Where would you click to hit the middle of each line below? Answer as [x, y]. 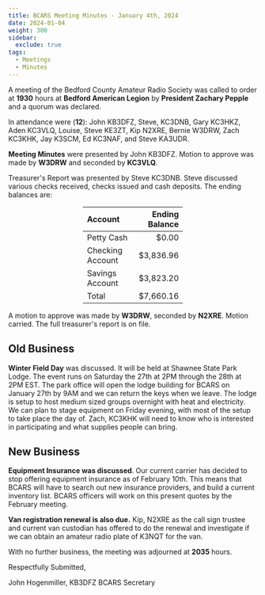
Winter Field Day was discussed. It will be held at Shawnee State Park [123, 368]
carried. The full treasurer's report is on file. [79, 324]
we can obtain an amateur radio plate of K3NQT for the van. [106, 536]
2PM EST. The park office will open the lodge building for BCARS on [119, 384]
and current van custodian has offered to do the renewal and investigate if [129, 528]
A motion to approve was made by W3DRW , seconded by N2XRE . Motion [129, 315]
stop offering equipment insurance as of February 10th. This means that [125, 479]
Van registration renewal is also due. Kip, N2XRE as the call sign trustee [127, 520]
